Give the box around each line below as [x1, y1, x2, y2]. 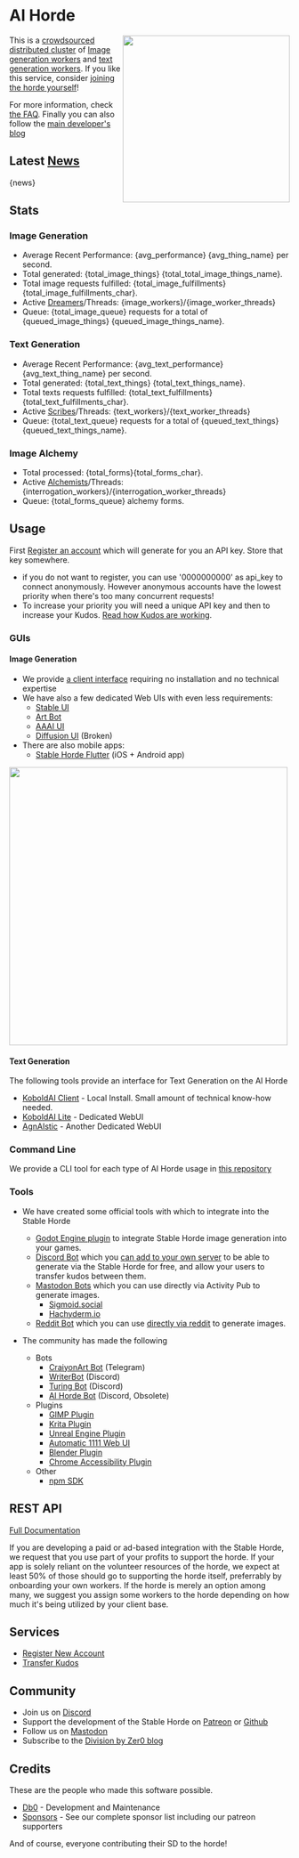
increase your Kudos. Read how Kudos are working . [21, 609, 213, 620]
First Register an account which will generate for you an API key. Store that [9, 545, 283, 556]
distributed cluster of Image [9, 44, 111, 54]
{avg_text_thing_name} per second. [21, 368, 153, 378]
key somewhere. [9, 554, 70, 565]
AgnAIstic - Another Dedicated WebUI [21, 1121, 162, 1132]
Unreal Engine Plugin [48, 1428, 126, 1439]
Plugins [35, 1400, 63, 1410]
